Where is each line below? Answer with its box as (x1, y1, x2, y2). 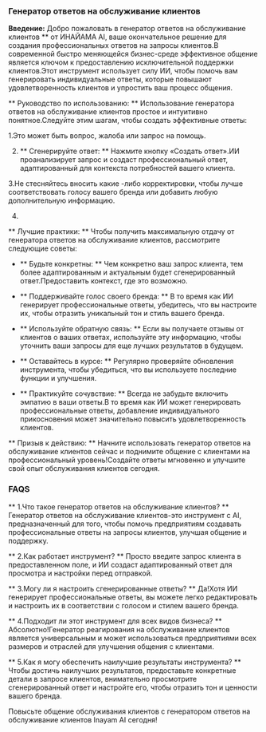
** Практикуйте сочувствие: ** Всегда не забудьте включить (19, 389, 229, 398)
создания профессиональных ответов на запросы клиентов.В (8, 41, 219, 50)
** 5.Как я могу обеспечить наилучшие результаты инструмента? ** (8, 657, 241, 667)
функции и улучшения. (19, 374, 97, 383)
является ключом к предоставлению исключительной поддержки (8, 57, 234, 67)
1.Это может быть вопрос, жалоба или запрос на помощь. (8, 131, 206, 140)
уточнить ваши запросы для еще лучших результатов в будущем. (19, 341, 244, 350)
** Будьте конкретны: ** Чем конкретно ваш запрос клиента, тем (19, 259, 244, 269)
